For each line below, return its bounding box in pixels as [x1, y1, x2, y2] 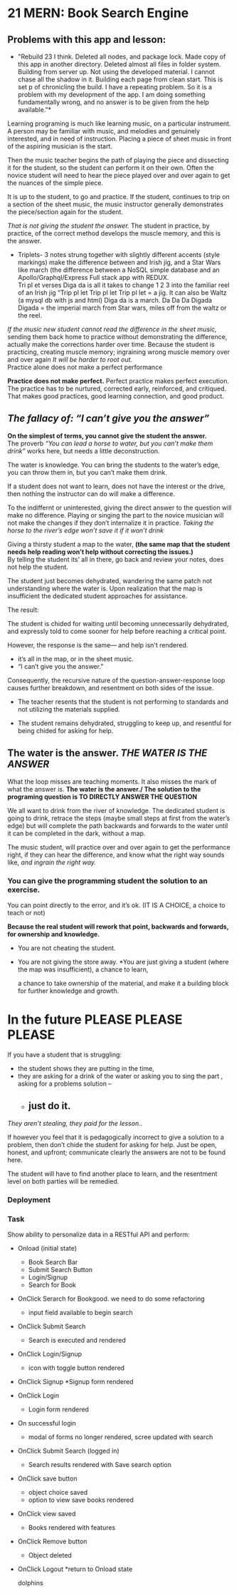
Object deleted [28, 1550, 73, 1559]
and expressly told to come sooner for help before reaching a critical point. [7, 627, 227, 635]
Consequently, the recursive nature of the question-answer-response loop [7, 676, 225, 685]
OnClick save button [17, 1474, 78, 1483]
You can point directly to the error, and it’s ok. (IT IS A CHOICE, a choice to [7, 901, 225, 909]
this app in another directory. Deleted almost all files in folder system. [17, 60, 221, 69]
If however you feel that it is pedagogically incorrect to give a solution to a [7, 1133, 224, 1141]
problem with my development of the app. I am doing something [17, 91, 206, 99]
